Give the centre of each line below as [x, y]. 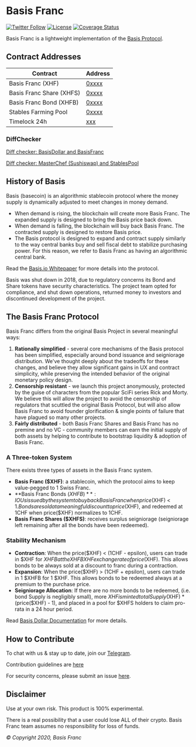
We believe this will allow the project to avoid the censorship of [90, 398]
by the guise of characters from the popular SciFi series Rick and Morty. [101, 392]
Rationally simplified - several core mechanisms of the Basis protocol [99, 349]
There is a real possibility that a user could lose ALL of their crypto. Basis [94, 719]
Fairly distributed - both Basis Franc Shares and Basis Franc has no [97, 423]
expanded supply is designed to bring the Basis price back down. [93, 219]
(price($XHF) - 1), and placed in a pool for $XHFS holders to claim [94, 603]
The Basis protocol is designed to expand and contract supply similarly [100, 238]
